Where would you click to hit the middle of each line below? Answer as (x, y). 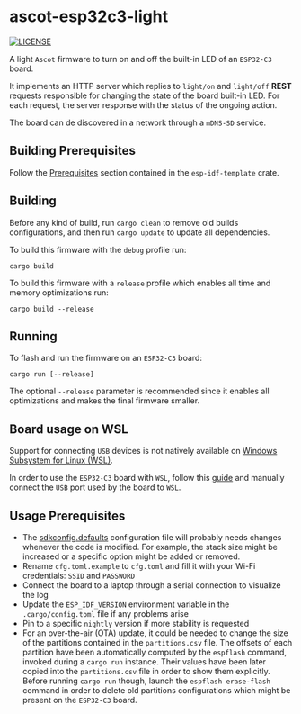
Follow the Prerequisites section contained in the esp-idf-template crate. (145, 172)
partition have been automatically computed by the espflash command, (155, 652)
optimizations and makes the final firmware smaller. (105, 401)
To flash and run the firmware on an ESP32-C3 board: (106, 358)
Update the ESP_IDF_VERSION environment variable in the (126, 604)
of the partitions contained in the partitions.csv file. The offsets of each (157, 642)
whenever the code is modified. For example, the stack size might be (150, 547)
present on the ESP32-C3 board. (80, 700)
